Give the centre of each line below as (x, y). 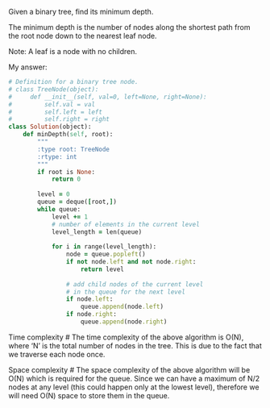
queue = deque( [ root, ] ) (77, 202)
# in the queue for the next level (125, 292)
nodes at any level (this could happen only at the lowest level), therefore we (134, 387)
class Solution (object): (50, 127)
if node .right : (91, 314)
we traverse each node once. (57, 354)
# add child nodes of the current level (135, 284)
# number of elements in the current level (125, 224)
